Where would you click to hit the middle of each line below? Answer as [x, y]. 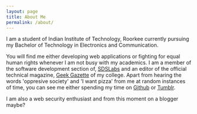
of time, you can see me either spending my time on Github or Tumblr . [91, 88]
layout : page [22, 11]
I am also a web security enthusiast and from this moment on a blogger [92, 99]
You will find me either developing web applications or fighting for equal [93, 57]
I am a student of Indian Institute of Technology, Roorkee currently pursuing [98, 39]
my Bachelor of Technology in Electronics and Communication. [82, 45]
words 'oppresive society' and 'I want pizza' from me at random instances [96, 81]
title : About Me [26, 17]
